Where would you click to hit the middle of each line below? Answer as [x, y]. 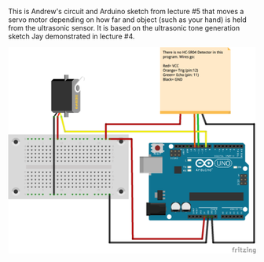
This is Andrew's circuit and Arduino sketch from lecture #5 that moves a [126, 11]
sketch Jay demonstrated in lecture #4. [71, 36]
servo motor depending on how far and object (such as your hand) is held [128, 20]
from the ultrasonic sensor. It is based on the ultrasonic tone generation [124, 28]
